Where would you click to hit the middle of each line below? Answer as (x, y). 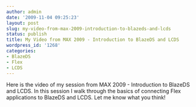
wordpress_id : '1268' (33, 46)
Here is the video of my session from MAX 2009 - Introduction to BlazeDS (98, 85)
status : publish (27, 34)
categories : (21, 51)
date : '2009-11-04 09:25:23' (43, 17)
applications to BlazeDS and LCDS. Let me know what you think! (86, 97)
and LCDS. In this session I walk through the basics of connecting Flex (93, 91)
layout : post (23, 23)
